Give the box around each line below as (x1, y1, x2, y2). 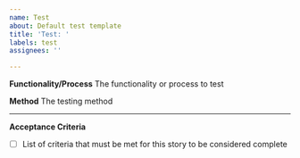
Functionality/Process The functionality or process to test (9, 79, 224, 89)
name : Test (9, 12, 50, 22)
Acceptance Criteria (9, 121, 87, 132)
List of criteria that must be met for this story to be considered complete (21, 139, 288, 150)
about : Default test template (9, 21, 122, 30)
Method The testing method (9, 96, 113, 107)
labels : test (9, 37, 58, 47)
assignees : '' (9, 46, 62, 55)
